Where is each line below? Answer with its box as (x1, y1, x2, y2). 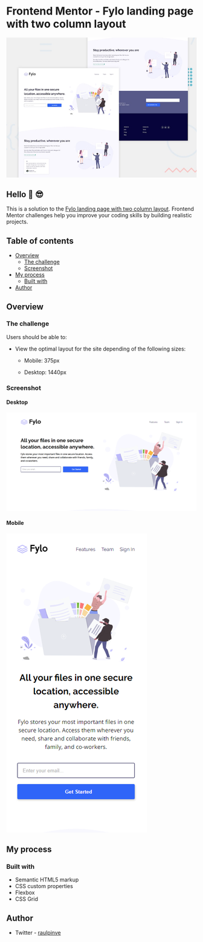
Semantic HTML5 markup (14, 876, 79, 883)
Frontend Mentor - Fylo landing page (6, 4, 194, 18)
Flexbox (14, 889, 35, 897)
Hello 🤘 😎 (6, 189, 44, 199)
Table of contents (6, 236, 74, 246)
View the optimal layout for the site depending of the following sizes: (14, 345, 186, 352)
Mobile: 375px (24, 357, 60, 364)
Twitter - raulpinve (14, 929, 62, 937)
